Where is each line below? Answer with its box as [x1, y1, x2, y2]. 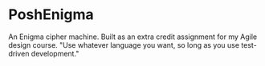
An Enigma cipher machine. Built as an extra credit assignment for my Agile [8, 32, 258, 41]
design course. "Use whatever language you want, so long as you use [8, 40, 239, 49]
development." [31, 49, 79, 58]
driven [8, 49, 30, 58]
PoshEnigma [8, 6, 94, 24]
